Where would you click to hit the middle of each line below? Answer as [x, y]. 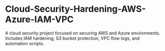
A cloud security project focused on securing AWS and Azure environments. [83, 33]
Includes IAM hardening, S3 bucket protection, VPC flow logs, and [72, 38]
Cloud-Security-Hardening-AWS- [76, 9]
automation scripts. [25, 43]
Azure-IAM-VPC [40, 19]
